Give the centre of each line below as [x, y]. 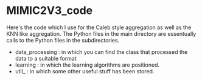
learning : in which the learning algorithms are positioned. [87, 65]
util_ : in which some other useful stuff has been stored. [85, 71]
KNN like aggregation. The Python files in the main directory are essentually [101, 33]
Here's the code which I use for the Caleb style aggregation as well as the [99, 27]
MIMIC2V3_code [50, 11]
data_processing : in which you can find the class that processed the [101, 52]
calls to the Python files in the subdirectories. [63, 40]
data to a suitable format [46, 58]
